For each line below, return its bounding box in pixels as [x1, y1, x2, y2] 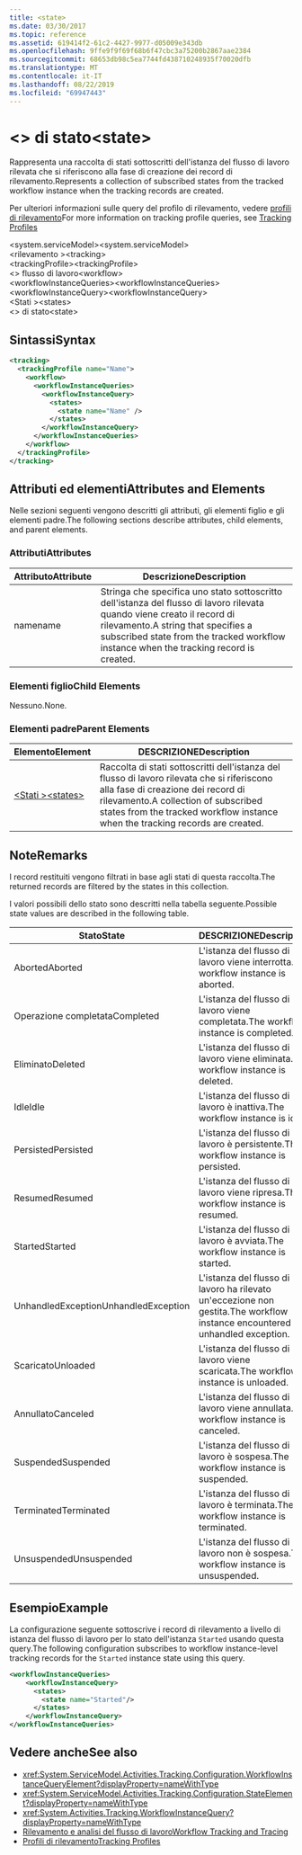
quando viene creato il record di [100, 608, 235, 620]
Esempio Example [9, 1600, 109, 1615]
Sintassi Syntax [9, 332, 96, 347]
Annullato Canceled [13, 1408, 94, 1421]
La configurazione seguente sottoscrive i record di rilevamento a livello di [9, 1624, 281, 1635]
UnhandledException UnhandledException [13, 1300, 191, 1313]
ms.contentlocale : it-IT [9, 72, 102, 81]
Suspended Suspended [13, 1456, 111, 1468]
